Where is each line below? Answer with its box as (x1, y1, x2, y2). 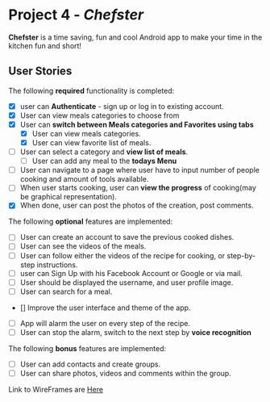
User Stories (8, 65, 73, 78)
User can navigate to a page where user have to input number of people (19, 165, 260, 175)
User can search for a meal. (19, 287, 113, 296)
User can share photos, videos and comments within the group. (19, 368, 231, 378)
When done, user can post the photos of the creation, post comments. (19, 200, 254, 211)
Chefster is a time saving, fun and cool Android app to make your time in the (8, 32, 263, 42)
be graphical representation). (19, 192, 117, 202)
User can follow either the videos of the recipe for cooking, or (19, 250, 226, 260)
